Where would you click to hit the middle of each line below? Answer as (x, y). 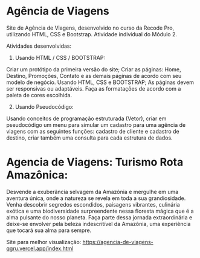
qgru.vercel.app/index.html (40, 248)
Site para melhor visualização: (44, 242)
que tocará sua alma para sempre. (49, 230)
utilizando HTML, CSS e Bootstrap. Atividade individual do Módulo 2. (92, 34)
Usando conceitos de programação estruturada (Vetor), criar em (86, 118)
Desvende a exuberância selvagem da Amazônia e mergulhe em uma (92, 192)
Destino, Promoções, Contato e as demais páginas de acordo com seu (94, 76)
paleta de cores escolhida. (39, 95)
